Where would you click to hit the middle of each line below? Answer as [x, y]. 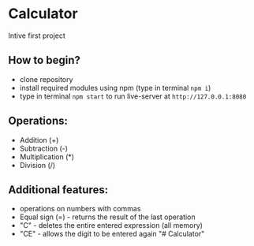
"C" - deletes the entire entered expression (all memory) [111, 225]
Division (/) [37, 165]
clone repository [46, 79]
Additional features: [58, 190]
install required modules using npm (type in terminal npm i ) [115, 88]
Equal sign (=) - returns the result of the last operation [107, 217]
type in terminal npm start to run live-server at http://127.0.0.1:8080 [133, 96]
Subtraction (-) [44, 148]
